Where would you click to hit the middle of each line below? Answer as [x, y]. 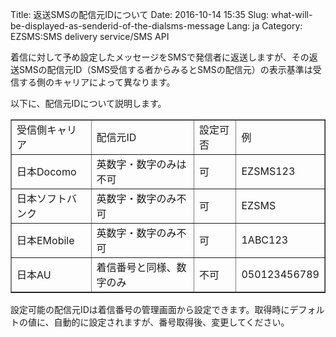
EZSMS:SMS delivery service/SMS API [90, 36]
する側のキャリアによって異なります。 [97, 82]
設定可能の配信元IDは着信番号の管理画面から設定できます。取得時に [150, 309]
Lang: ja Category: [264, 26]
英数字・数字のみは [141, 164]
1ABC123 [265, 240]
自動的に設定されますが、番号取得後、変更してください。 [171, 322]
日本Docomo [46, 171]
